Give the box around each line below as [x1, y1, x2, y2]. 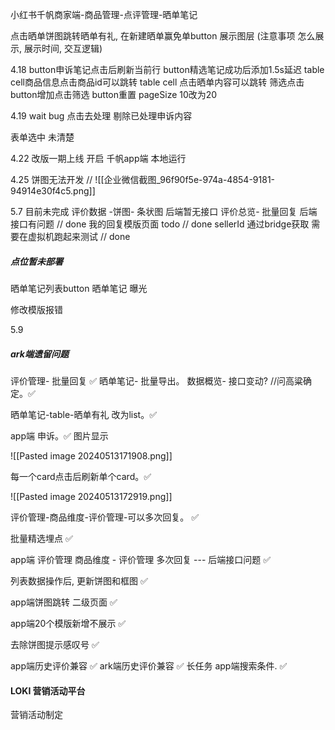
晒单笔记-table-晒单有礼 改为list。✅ [10, 408, 158, 420]
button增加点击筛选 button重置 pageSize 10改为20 [10, 89, 218, 100]
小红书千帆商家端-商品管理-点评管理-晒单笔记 [10, 9, 198, 20]
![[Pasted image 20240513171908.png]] [10, 449, 173, 462]
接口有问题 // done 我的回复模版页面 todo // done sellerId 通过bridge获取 [10, 218, 310, 230]
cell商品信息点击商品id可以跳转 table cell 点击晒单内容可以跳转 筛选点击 [10, 76, 305, 88]
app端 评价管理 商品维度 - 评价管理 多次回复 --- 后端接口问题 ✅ [10, 553, 272, 565]
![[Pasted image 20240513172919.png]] [10, 490, 173, 502]
